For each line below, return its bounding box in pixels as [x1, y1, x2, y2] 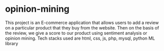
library [5, 40, 18, 46]
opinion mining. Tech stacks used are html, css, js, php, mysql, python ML [5, 35, 155, 41]
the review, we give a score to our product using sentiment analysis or [5, 30, 148, 36]
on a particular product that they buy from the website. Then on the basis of [5, 25, 159, 30]
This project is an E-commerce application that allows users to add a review [5, 20, 159, 25]
